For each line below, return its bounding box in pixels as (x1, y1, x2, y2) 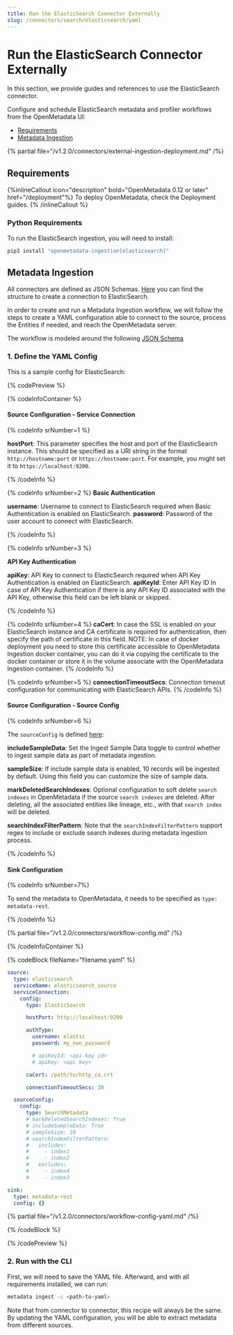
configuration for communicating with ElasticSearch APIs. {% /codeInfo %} (7, 685, 223, 694)
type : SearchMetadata (25, 1109, 89, 1116)
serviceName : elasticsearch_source (13, 982, 117, 989)
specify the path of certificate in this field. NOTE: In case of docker (7, 634, 199, 643)
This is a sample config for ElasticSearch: (7, 367, 126, 376)
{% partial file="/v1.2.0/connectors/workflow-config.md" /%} (7, 929, 183, 937)
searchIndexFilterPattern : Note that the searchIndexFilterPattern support (7, 821, 223, 829)
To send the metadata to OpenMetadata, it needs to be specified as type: (7, 894, 218, 903)
